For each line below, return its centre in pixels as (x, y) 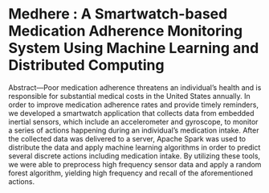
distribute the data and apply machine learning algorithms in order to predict (134, 147)
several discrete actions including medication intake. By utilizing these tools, (134, 156)
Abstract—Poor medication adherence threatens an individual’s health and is (135, 87)
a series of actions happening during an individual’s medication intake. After (134, 130)
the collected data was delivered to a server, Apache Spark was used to (127, 138)
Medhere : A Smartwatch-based (118, 14)
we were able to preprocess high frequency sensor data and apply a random (135, 164)
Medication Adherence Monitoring (126, 31)
